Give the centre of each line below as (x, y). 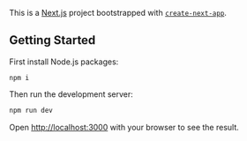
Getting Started (52, 40)
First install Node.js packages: (64, 62)
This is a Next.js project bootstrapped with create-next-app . (118, 13)
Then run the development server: (71, 94)
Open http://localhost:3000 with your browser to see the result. (124, 127)
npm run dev (31, 110)
